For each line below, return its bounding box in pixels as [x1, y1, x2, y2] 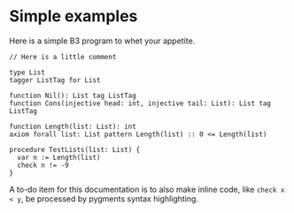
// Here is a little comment [9, 52, 117, 61]
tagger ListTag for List [9, 75, 101, 85]
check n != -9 [17, 161, 69, 170]
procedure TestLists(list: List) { [9, 145, 141, 154]
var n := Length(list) [17, 153, 101, 162]
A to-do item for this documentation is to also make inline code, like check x [9, 184, 285, 194]
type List [9, 68, 46, 77]
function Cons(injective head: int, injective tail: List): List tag [9, 99, 272, 108]
